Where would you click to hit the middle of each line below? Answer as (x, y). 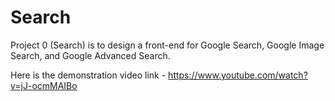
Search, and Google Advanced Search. (90, 55)
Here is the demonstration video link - (88, 75)
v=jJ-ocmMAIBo (44, 85)
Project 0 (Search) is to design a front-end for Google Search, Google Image (167, 45)
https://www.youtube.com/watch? (238, 75)
